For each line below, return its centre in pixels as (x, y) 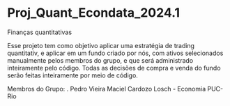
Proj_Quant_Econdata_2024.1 (93, 13)
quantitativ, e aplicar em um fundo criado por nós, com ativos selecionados (115, 53)
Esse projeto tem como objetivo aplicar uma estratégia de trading (101, 45)
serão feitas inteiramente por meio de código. (72, 75)
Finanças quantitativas (39, 32)
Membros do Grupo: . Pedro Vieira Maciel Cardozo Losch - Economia (107, 89)
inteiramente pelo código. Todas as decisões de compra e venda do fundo (114, 68)
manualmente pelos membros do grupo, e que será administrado (100, 60)
